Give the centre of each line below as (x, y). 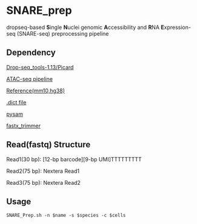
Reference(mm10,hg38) (36, 91)
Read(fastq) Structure (48, 145)
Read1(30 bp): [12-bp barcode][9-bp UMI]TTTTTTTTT (74, 159)
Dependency (31, 53)
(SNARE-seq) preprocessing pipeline (63, 33)
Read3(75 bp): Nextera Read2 (43, 182)
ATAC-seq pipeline (30, 78)
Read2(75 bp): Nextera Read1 (43, 171)
